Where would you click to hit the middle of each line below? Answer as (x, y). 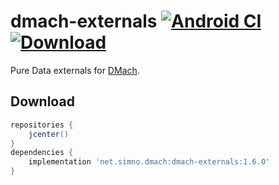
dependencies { (42, 153)
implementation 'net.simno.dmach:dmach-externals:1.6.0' (149, 162)
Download (42, 101)
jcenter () (49, 134)
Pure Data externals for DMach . (75, 70)
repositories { (42, 125)
